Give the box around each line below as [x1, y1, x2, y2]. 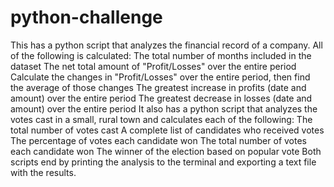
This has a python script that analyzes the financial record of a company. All [10, 39, 323, 51]
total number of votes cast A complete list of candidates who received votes [10, 124, 325, 136]
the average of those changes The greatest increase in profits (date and [10, 81, 307, 93]
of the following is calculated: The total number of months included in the [10, 49, 312, 61]
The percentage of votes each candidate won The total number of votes [10, 134, 307, 146]
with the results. [10, 166, 77, 178]
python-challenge [10, 6, 163, 29]
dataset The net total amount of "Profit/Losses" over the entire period [10, 60, 297, 72]
